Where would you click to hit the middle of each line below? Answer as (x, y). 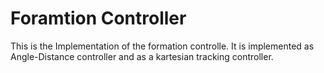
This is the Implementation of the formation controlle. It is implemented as (162, 46)
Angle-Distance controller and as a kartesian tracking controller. (142, 56)
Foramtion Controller (98, 18)
